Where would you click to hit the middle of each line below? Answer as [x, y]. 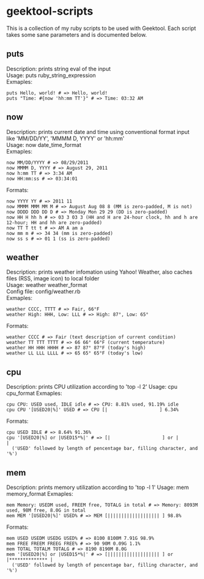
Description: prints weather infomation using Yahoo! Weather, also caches [99, 272]
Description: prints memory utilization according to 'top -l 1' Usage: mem [98, 487]
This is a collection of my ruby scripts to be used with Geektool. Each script [101, 28]
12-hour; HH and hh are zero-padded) [54, 222]
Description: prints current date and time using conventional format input [98, 132]
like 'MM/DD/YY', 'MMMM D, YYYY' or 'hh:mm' [65, 138]
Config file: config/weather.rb [43, 291]
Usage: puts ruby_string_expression [51, 75]
